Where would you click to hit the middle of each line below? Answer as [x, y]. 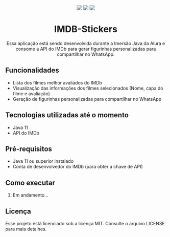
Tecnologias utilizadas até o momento [67, 115]
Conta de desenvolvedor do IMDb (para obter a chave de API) [78, 167]
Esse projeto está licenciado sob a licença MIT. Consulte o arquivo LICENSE [85, 223]
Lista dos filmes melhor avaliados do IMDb [57, 82]
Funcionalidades [32, 70]
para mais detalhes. [26, 229]
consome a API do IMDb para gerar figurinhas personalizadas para [86, 49]
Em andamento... [30, 195]
